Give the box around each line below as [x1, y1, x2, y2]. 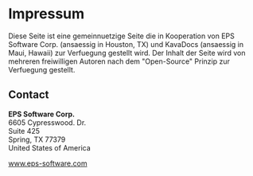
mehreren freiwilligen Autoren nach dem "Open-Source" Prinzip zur [8, 57, 231, 66]
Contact [8, 88, 49, 102]
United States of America [8, 143, 91, 152]
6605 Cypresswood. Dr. [8, 117, 87, 127]
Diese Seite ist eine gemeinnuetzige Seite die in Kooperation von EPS [8, 31, 235, 41]
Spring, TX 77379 [8, 135, 66, 144]
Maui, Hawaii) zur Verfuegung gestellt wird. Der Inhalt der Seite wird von [8, 48, 246, 57]
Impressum [8, 5, 85, 23]
